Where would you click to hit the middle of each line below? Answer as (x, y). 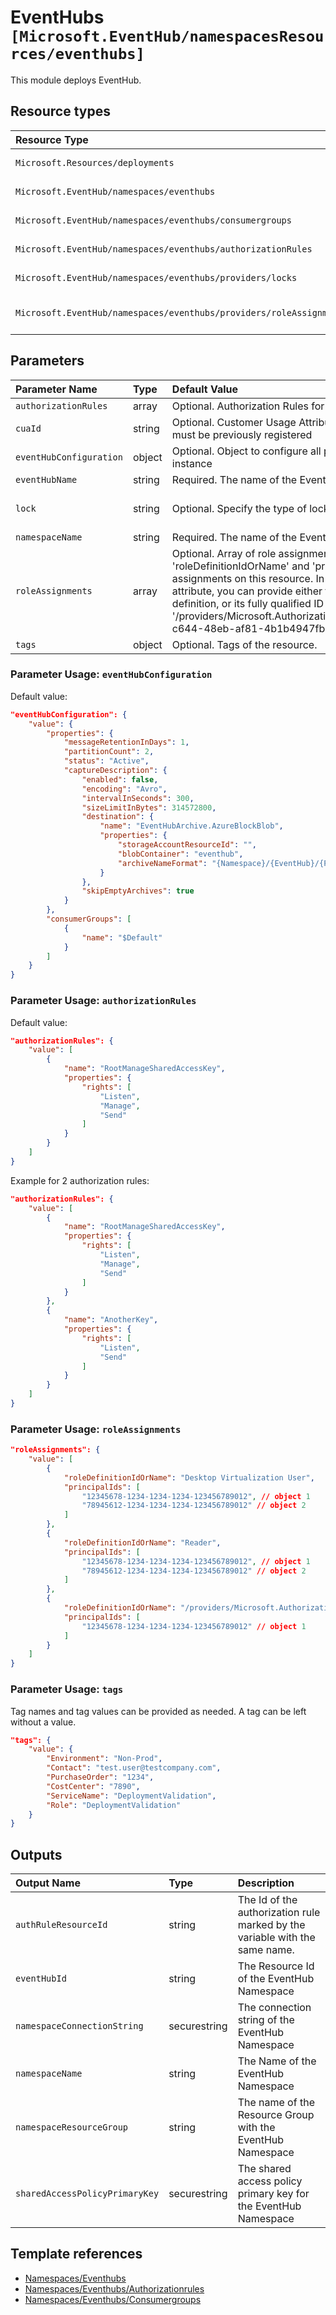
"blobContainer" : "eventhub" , (180, 854)
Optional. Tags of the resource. (244, 644)
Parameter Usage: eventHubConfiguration (111, 674)
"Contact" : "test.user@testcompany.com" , (134, 1768)
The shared (264, 2169)
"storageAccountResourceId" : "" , (187, 845)
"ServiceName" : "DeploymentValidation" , (131, 1796)
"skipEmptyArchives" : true (138, 891)
